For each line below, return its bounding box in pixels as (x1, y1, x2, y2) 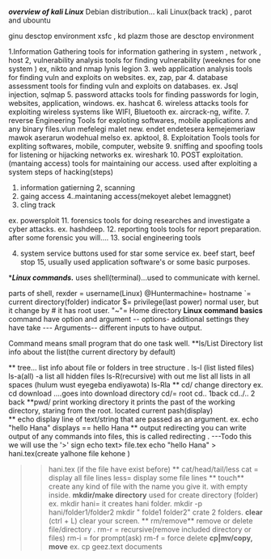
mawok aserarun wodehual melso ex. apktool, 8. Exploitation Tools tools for (8, 133, 260, 142)
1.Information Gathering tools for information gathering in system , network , (8, 47, 261, 56)
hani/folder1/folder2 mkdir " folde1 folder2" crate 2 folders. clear (48, 507, 263, 517)
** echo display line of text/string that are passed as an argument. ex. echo (8, 414, 259, 424)
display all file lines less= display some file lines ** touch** (48, 473, 245, 482)
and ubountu (8, 15, 51, 25)
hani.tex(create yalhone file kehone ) (8, 449, 131, 458)
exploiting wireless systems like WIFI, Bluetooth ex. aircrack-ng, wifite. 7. (8, 107, 251, 116)
